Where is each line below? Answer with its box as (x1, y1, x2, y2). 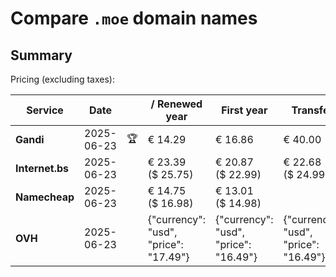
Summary (10, 47, 73, 64)
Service (26, 103, 64, 117)
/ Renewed (150, 97, 203, 111)
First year (221, 103, 268, 117)
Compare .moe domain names (10, 7, 258, 30)
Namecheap (15, 190, 75, 204)
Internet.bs (15, 162, 70, 175)
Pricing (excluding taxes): (10, 73, 116, 85)
